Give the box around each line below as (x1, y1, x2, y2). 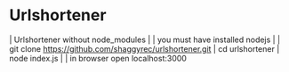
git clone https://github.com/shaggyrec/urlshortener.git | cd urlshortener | (9, 43, 280, 54)
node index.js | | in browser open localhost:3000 (9, 53, 187, 63)
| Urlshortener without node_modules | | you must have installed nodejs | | (9, 34, 281, 45)
